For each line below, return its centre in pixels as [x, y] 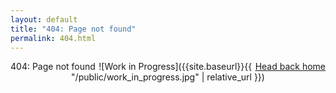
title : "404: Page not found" [73, 29]
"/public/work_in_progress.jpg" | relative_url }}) [168, 77]
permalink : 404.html [53, 38]
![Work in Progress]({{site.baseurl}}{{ [175, 67]
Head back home [290, 67]
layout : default [44, 19]
